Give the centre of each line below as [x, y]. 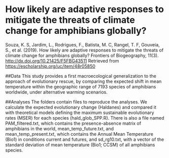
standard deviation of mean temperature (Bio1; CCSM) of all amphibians [80, 144]
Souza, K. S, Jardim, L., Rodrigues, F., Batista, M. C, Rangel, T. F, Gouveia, [82, 44]
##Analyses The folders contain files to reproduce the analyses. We [76, 101]
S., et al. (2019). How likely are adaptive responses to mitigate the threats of [84, 50]
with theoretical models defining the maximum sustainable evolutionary [80, 113]
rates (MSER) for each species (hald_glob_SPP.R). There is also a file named [85, 118]
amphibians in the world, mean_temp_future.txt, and [60, 128]
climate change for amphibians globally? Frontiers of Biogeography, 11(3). [82, 55]
